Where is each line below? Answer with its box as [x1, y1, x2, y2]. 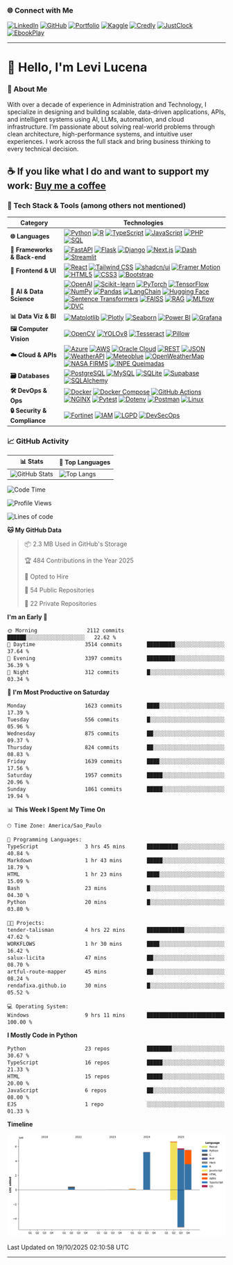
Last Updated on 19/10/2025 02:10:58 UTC [7, 1243, 130, 1252]
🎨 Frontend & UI [10, 266, 57, 275]
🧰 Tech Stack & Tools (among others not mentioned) [7, 201, 186, 211]
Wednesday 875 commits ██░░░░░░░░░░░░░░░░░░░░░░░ [7, 730, 225, 737]
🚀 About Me [7, 84, 48, 94]
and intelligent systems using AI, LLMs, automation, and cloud [7, 115, 184, 123]
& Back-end [10, 253, 46, 261]
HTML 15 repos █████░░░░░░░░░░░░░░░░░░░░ [7, 1073, 225, 1080]
